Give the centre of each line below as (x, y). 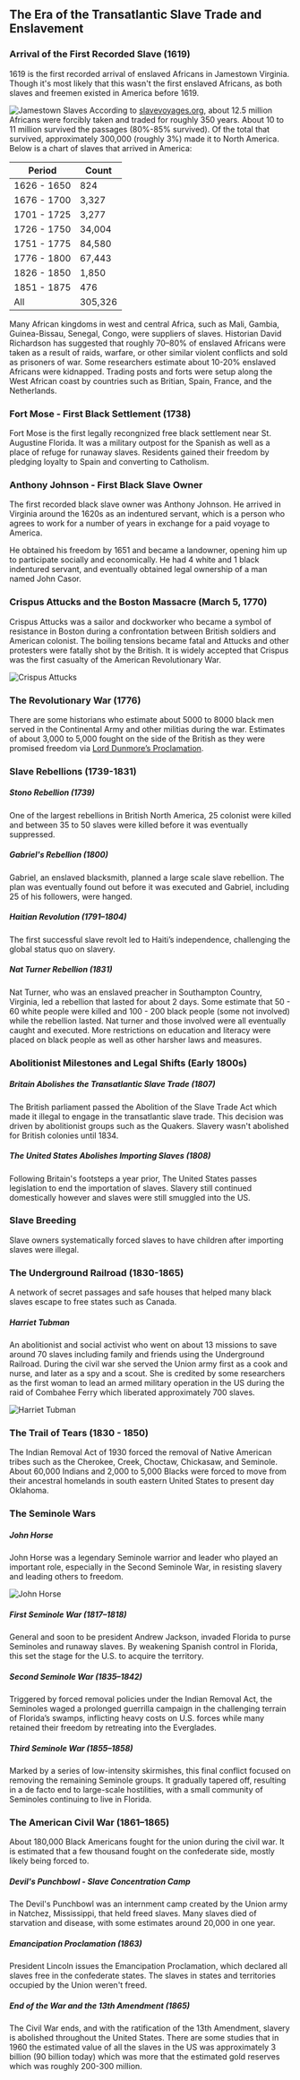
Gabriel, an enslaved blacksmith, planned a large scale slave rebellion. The (147, 877)
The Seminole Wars (53, 1514)
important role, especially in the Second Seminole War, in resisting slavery (146, 1567)
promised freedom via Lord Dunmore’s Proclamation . (107, 748)
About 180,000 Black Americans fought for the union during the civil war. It (147, 1842)
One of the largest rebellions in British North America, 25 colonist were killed (150, 815)
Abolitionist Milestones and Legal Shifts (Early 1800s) (129, 1063)
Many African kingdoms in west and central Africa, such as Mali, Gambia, (145, 324)
